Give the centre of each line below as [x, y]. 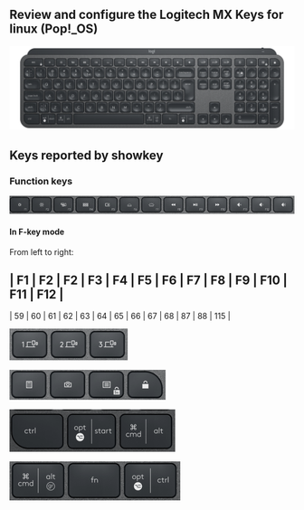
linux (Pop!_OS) [54, 29]
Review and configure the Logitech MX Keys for [147, 15]
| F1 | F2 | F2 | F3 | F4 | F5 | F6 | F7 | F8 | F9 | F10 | [148, 280]
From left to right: [42, 251]
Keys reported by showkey [86, 155]
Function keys [41, 181]
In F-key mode [37, 231]
